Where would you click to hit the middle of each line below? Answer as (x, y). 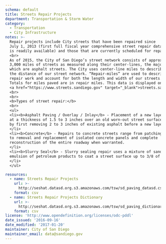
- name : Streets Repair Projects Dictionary (56, 197)
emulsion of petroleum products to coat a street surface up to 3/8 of (85, 156)
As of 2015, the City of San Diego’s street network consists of (78, 60)
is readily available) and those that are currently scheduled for (81, 51)
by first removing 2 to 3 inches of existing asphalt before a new (81, 124)
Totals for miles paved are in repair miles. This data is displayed (83, 83)
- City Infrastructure (33, 33)
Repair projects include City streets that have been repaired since (83, 42)
